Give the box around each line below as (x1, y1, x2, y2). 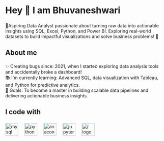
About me (5, 48, 37, 57)
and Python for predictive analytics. (5, 82, 80, 88)
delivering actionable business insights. (5, 93, 88, 99)
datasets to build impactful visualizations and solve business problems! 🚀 (5, 33, 159, 40)
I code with (5, 108, 41, 116)
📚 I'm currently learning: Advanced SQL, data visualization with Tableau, (5, 75, 159, 81)
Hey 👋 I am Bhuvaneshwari (5, 5, 121, 16)
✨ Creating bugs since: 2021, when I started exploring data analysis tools (5, 63, 159, 69)
